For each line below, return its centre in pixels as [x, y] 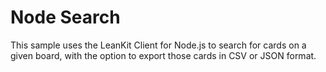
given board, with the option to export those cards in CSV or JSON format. [163, 55]
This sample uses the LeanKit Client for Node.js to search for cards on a [158, 45]
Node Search [65, 17]
